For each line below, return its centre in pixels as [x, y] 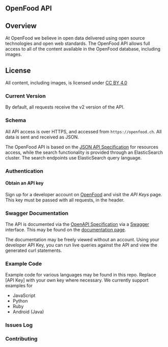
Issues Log [19, 325]
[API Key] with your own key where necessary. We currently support [77, 280]
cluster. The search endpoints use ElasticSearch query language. [74, 157]
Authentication [24, 171]
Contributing [21, 339]
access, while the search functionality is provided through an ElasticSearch [84, 152]
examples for [19, 286]
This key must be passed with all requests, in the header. [65, 200]
